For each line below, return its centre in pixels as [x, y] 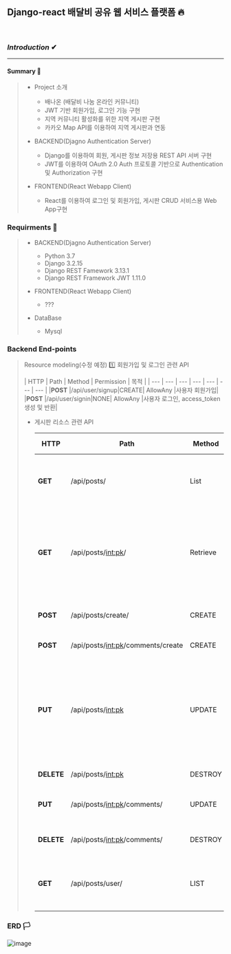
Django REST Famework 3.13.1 [87, 270]
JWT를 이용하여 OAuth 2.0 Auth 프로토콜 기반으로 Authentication [134, 164]
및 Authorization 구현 [74, 173]
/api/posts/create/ [100, 615]
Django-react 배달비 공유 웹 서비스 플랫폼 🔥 [96, 12]
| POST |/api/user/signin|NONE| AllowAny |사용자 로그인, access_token [122, 398]
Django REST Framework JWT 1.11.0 [95, 278]
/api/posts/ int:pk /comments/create [127, 645]
